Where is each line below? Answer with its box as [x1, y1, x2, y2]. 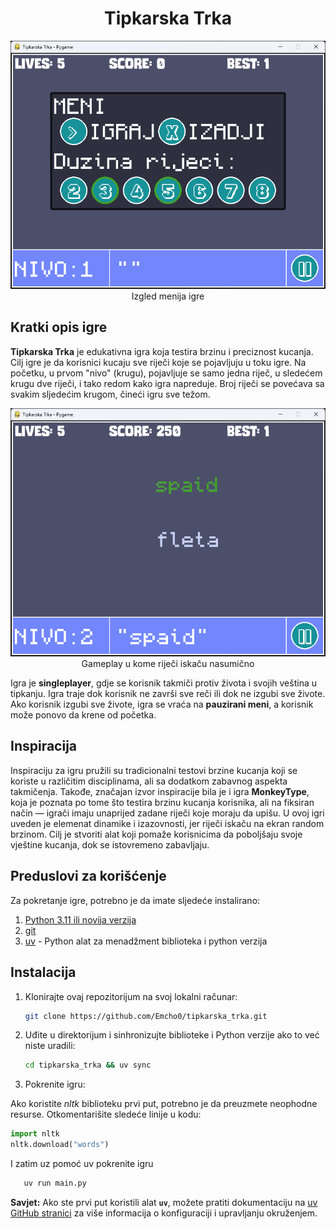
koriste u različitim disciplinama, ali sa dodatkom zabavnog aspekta [10, 775, 288, 787]
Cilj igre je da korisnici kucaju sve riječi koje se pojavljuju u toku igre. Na [10, 356, 307, 368]
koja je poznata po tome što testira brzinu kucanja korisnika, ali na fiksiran [10, 796, 315, 808]
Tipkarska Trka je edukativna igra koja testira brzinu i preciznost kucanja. [10, 345, 314, 357]
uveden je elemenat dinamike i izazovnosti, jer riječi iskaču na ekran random [10, 817, 325, 829]
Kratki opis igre [10, 319, 108, 336]
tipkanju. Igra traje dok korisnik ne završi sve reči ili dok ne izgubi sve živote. [10, 688, 326, 700]
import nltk [10, 1129, 60, 1139]
